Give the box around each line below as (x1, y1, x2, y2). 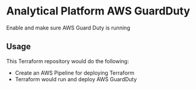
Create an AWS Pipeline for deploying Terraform (14, 69, 135, 76)
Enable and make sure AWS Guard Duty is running (6, 24, 130, 31)
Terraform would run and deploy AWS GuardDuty (14, 75, 137, 82)
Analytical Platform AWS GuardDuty (6, 4, 191, 18)
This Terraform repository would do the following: (6, 57, 129, 64)
